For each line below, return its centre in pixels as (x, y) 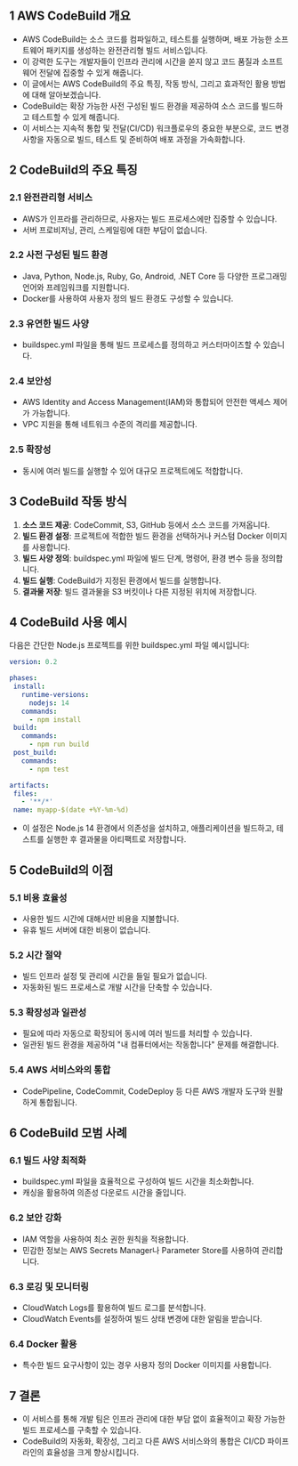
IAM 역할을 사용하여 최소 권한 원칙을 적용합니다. (105, 1239)
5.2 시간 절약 (36, 955)
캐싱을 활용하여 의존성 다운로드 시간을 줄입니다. (104, 1193)
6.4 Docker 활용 (43, 1344)
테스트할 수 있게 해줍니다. (76, 117)
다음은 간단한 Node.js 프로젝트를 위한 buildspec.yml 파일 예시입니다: (129, 645)
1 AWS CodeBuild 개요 (70, 16)
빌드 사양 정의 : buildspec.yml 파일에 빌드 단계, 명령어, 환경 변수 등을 (141, 558)
